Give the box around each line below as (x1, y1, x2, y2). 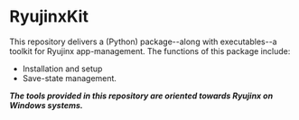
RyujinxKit (9, 6, 89, 27)
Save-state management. (22, 72, 117, 83)
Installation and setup (22, 63, 103, 74)
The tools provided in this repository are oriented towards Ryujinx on (9, 90, 274, 101)
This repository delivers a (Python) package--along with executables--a (9, 36, 277, 47)
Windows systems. (9, 99, 83, 110)
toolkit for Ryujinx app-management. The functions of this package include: (9, 45, 291, 56)
